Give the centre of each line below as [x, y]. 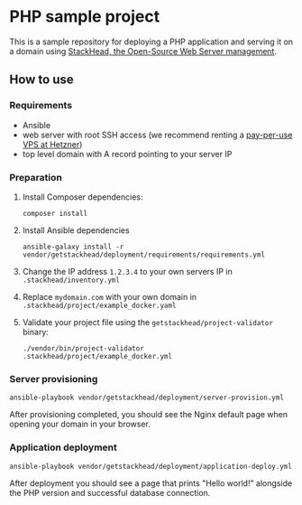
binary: [36, 332]
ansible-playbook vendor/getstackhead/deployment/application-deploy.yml [151, 466]
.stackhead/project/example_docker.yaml [99, 305]
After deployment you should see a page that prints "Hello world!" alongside [151, 483]
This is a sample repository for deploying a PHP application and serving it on [151, 42]
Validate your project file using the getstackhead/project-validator [147, 322]
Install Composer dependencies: [82, 197]
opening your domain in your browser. [80, 424]
